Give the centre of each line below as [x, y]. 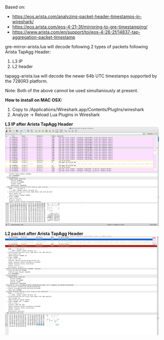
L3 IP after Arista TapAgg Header [39, 124]
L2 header [22, 66]
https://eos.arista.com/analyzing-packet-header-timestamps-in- [77, 16]
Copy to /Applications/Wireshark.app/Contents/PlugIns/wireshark [78, 110]
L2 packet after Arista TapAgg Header [44, 234]
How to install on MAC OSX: [34, 100]
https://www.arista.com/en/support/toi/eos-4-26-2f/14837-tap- [76, 32]
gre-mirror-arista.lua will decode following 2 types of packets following [76, 47]
